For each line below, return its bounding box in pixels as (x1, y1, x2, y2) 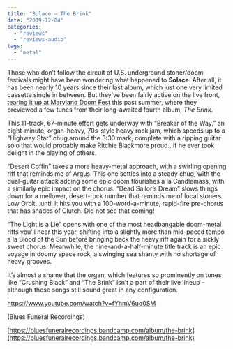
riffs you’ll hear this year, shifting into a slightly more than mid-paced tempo (7, 228, 225, 236)
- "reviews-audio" (13, 36, 68, 43)
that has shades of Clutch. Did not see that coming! (7, 207, 155, 215)
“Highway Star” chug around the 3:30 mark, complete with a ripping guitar (7, 133, 221, 142)
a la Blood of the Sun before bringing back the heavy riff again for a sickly (7, 235, 220, 243)
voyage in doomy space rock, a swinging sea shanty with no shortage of (7, 249, 216, 258)
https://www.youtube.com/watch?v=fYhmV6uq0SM (7, 299, 156, 307)
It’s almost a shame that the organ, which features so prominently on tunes (7, 270, 222, 279)
